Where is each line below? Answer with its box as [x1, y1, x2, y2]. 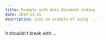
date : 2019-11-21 [5, 12, 41, 17]
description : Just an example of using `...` [5, 16, 101, 21]
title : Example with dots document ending [5, 7, 95, 12]
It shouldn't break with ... [5, 30, 56, 36]
